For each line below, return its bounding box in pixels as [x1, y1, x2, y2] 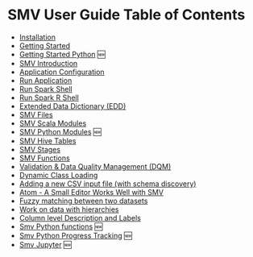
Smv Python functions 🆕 [19, 222, 103, 231]
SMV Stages [19, 144, 61, 154]
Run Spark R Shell [19, 93, 80, 102]
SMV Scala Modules [19, 118, 87, 128]
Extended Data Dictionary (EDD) [19, 101, 126, 110]
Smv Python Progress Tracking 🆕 [19, 230, 132, 240]
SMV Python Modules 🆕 [19, 126, 102, 136]
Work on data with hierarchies [19, 204, 119, 214]
